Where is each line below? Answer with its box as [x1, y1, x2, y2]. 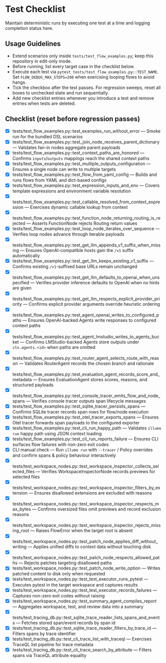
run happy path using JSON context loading [12, 430, 102, 436]
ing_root [12, 528, 30, 534]
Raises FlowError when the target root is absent [36, 528, 133, 534]
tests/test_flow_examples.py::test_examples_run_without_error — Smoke [12, 128, 161, 134]
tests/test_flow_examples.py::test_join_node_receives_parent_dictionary [12, 139, 160, 145]
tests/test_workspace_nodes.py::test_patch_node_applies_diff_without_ [12, 538, 158, 545]
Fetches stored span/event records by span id [21, 620, 115, 626]
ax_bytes [12, 506, 31, 512]
